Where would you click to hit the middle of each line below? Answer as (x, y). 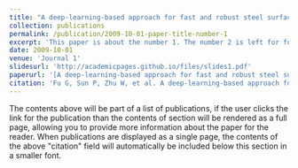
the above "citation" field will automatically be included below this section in (148, 146)
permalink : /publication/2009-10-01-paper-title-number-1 (118, 34)
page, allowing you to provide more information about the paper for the (139, 127)
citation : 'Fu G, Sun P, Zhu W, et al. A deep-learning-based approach (144, 83)
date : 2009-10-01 (41, 50)
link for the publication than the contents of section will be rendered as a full (148, 118)
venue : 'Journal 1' (45, 58)
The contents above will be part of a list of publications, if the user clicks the (149, 108)
